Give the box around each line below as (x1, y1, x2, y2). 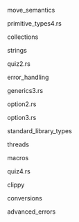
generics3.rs (7, 87, 44, 94)
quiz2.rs (7, 60, 31, 68)
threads (7, 140, 30, 148)
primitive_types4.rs (7, 19, 62, 27)
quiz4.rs (7, 167, 31, 176)
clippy (7, 180, 25, 189)
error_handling (7, 73, 49, 81)
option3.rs (7, 114, 37, 121)
